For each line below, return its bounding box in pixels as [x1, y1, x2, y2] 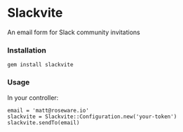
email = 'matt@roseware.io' [7, 107, 90, 114]
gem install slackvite [7, 61, 74, 68]
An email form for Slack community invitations [7, 28, 140, 36]
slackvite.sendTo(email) [7, 119, 80, 126]
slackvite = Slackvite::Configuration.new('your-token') [7, 113, 177, 120]
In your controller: [7, 93, 59, 102]
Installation [7, 45, 47, 55]
